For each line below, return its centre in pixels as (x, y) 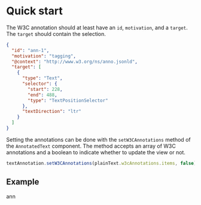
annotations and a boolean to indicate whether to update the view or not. (96, 152)
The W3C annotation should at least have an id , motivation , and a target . (97, 27)
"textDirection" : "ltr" (52, 112)
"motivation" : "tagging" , (44, 56)
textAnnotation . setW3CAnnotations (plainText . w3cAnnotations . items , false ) (101, 163)
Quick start (34, 11)
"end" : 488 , (43, 95)
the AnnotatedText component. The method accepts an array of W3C (91, 146)
